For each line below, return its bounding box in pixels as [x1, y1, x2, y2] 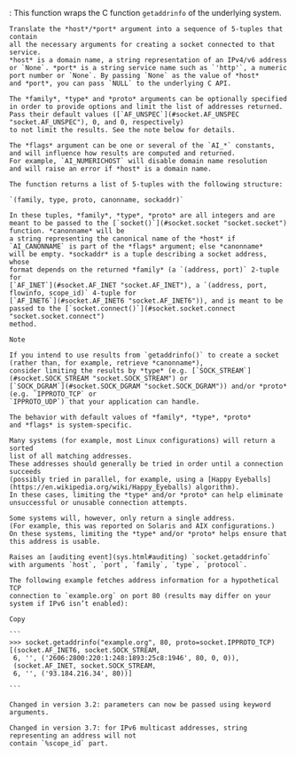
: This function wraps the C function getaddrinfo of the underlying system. [9, 8, 282, 18]
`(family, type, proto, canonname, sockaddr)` [9, 195, 184, 204]
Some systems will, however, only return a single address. [9, 514, 237, 523]
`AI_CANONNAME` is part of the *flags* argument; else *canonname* [9, 242, 264, 251]
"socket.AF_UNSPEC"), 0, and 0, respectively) [9, 118, 184, 127]
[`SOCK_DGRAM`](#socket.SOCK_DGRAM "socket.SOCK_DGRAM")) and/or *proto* [9, 382, 288, 390]
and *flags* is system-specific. [9, 421, 133, 430]
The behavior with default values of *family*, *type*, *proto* [9, 413, 252, 422]
